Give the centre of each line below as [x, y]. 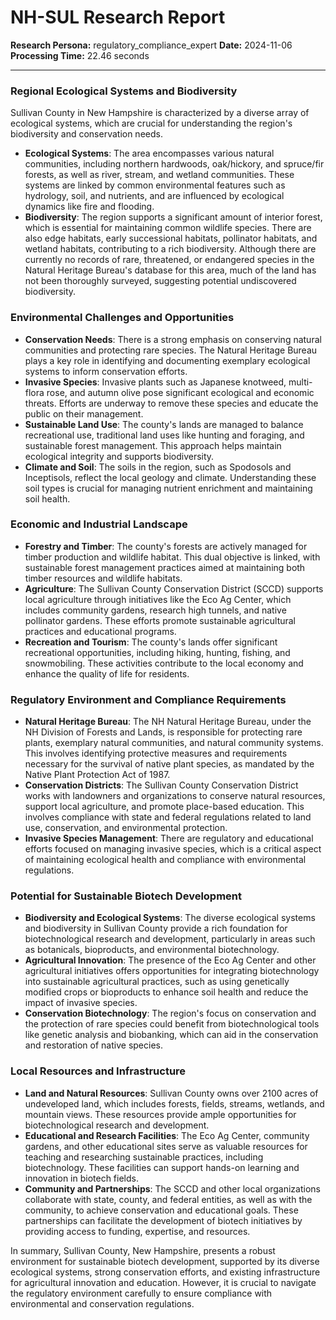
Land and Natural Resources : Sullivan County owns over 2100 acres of [171, 1093]
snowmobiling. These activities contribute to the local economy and [164, 663]
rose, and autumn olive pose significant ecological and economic [180, 392]
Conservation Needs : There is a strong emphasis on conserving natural [173, 339]
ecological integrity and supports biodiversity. [119, 456]
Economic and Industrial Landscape [99, 524]
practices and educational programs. [100, 631]
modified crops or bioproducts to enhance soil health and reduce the [166, 992]
